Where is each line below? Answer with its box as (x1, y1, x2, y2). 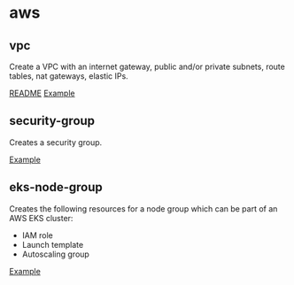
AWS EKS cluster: (9, 212, 73, 223)
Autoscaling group (21, 249, 90, 259)
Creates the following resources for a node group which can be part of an (9, 203, 278, 214)
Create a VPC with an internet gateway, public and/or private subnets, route (9, 61, 285, 72)
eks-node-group (9, 180, 104, 195)
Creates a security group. (9, 136, 103, 148)
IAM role (21, 229, 53, 241)
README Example (9, 88, 75, 98)
